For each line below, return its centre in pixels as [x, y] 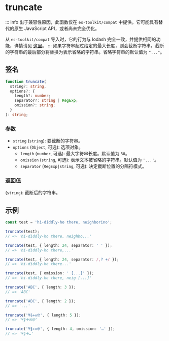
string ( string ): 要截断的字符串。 [47, 141]
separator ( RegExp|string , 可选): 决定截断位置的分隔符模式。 [83, 166]
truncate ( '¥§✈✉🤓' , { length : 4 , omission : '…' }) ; [60, 329]
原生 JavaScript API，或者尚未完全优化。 [57, 28]
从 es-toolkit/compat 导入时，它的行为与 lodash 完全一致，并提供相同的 [81, 39]
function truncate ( [26, 81]
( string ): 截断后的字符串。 [33, 193]
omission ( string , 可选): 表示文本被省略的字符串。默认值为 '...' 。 [89, 160]
